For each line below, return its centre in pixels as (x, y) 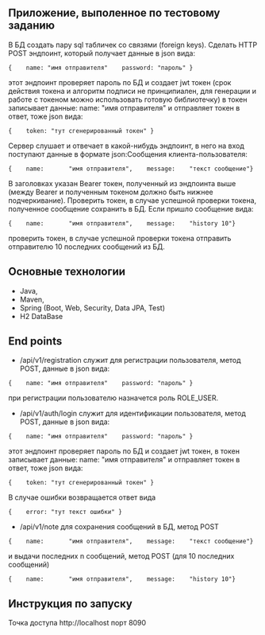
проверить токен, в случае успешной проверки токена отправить (120, 238)
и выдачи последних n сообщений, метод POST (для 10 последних (121, 556)
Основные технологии (67, 272)
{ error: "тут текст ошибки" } (65, 512)
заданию (32, 26)
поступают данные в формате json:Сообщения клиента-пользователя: (128, 154)
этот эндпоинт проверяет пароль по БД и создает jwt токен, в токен (124, 451)
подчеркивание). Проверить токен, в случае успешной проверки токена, (132, 200)
